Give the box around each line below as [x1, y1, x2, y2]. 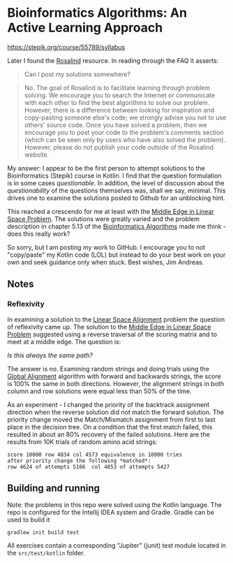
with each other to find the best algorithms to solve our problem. [24, 98, 210, 106]
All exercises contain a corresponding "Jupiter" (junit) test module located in [7, 541, 227, 550]
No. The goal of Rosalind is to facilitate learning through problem [24, 83, 211, 92]
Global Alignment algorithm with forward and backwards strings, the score [7, 372, 221, 380]
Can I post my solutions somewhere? [24, 70, 131, 78]
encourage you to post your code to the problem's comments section [24, 128, 225, 136]
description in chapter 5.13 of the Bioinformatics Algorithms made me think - [7, 222, 227, 230]
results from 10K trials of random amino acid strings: [7, 437, 158, 446]
